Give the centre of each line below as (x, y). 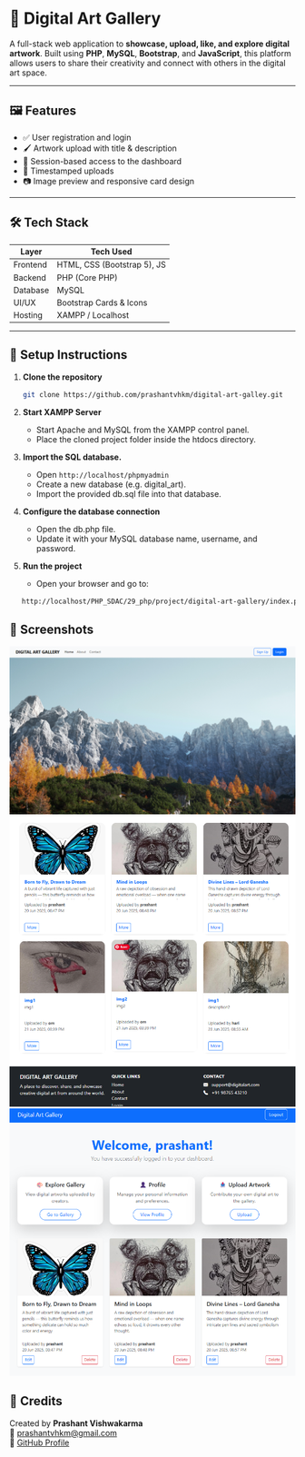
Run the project (52, 566)
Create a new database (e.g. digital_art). (111, 484)
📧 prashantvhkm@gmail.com (64, 1432)
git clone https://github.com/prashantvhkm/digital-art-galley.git (152, 394)
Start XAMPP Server (62, 411)
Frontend (30, 265)
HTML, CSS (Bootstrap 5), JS (111, 265)
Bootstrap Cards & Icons (102, 302)
